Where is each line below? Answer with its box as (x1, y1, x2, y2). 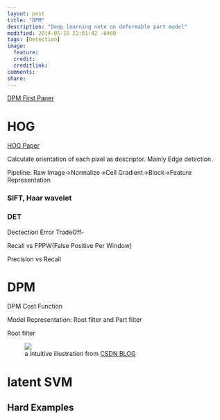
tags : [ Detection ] (7, 36, 60, 43)
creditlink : (13, 62, 49, 69)
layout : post (7, 10, 45, 17)
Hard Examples (7, 402, 74, 414)
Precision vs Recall (7, 255, 61, 263)
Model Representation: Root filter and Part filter (7, 316, 142, 324)
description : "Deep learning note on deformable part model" (7, 23, 188, 30)
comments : (7, 68, 36, 75)
